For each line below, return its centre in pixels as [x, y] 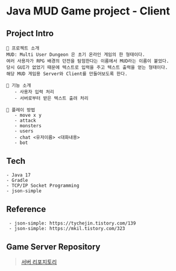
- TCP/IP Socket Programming [43, 185]
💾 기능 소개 [19, 86]
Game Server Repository [53, 247]
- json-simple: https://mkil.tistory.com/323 [67, 228]
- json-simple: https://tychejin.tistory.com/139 [72, 223]
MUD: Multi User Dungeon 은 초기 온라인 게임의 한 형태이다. [76, 55]
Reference [26, 209]
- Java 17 [19, 175]
